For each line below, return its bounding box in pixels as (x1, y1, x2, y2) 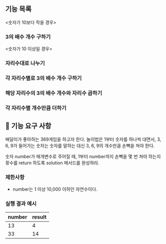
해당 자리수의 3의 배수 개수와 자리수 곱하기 (5, 89, 103, 97)
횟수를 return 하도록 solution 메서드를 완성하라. (5, 160, 99, 166)
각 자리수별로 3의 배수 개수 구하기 (5, 74, 82, 81)
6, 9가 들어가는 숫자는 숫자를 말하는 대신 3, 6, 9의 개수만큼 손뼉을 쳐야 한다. (5, 142, 155, 148)
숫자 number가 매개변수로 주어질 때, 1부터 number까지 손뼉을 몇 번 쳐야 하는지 (5, 153, 161, 159)
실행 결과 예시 (5, 200, 37, 207)
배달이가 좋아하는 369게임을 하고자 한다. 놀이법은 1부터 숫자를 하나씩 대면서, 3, (5, 136, 161, 142)
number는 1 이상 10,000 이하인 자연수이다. (12, 186, 98, 192)
